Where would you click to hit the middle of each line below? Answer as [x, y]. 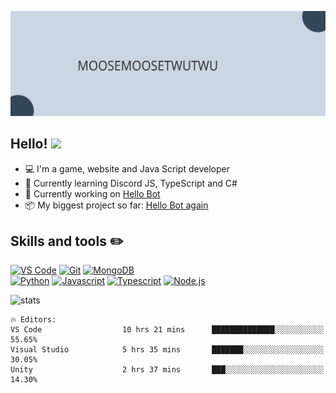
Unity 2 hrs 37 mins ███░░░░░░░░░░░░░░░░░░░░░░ [167, 370]
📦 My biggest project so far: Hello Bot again [116, 205]
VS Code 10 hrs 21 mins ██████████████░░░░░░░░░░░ [167, 330]
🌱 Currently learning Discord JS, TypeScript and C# [131, 183]
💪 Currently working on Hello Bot [92, 193]
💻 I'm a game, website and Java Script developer [127, 168]
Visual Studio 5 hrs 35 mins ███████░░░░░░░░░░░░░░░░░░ [167, 350]
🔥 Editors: [33, 320]
